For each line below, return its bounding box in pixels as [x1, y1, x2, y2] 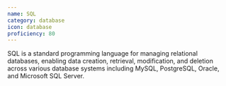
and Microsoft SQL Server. [7, 72, 85, 80]
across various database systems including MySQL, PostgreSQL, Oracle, [7, 64, 220, 73]
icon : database [7, 23, 52, 30]
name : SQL [7, 10, 37, 18]
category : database [7, 17, 65, 24]
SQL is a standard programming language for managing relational [7, 49, 198, 58]
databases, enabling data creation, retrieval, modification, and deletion [7, 57, 214, 66]
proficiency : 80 [7, 30, 55, 37]
